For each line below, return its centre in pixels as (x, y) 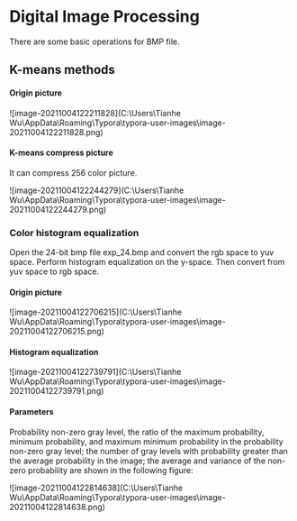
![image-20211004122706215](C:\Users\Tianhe (96, 312)
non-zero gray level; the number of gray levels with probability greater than (148, 451)
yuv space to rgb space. (54, 271)
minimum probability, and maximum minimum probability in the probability (146, 441)
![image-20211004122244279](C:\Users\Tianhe (97, 190)
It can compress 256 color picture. (73, 172)
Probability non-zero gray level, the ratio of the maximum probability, (137, 432)
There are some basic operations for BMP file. (94, 41)
